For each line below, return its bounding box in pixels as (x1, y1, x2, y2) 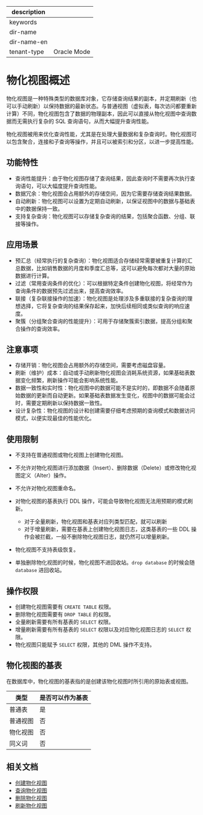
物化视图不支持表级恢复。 (14, 546, 79, 553)
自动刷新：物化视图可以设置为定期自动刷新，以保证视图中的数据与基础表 (14, 197, 195, 205)
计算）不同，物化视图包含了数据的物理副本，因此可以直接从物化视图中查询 (6, 110, 192, 117)
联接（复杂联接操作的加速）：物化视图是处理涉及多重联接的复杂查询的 (14, 294, 187, 302)
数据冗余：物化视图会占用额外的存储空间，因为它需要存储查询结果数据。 (14, 190, 195, 197)
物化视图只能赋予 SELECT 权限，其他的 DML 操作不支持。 (14, 641, 155, 648)
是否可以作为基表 (39, 693, 89, 702)
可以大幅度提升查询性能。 (36, 182, 100, 190)
